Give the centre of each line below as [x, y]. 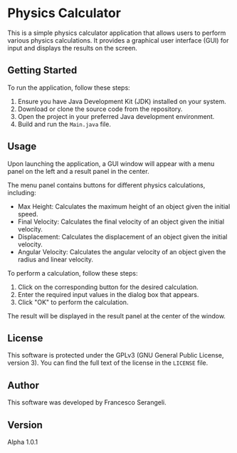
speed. [28, 214]
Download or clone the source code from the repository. [100, 109]
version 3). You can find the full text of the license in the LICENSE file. [108, 363]
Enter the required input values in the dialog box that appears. [108, 294]
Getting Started [42, 70]
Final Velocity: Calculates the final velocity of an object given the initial [121, 222]
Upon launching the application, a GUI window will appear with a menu [111, 163]
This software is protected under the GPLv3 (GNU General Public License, [116, 355]
